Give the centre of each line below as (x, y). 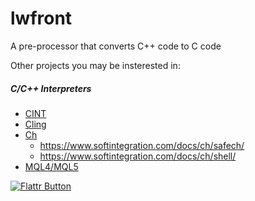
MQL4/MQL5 (51, 166)
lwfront (41, 18)
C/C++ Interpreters (51, 88)
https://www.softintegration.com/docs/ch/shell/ (138, 156)
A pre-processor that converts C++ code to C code (116, 46)
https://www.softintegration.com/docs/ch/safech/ (142, 145)
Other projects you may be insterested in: (95, 65)
